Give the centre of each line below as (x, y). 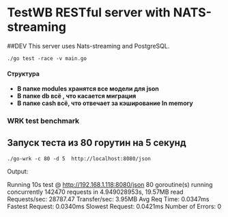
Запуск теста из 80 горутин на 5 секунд (97, 143)
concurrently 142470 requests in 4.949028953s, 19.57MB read (95, 192)
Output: (18, 171)
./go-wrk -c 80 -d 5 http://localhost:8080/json (79, 158)
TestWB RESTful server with (89, 13)
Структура (23, 74)
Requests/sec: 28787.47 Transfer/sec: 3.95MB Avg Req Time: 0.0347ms (108, 199)
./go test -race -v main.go (47, 58)
